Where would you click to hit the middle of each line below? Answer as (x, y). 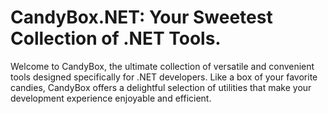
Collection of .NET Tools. (116, 38)
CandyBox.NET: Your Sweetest (141, 17)
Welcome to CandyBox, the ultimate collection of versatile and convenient (162, 66)
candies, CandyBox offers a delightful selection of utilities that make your (161, 87)
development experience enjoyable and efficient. (111, 98)
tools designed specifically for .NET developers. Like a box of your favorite (164, 77)
